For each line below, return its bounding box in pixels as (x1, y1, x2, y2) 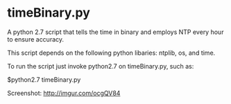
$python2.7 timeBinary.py (7, 75, 81, 84)
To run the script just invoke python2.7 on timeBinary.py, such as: (7, 62, 194, 70)
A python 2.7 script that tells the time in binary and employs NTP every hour (7, 28, 224, 36)
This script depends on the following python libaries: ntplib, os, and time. (7, 49, 216, 57)
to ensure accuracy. (7, 35, 65, 43)
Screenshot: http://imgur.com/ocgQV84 (7, 89, 121, 97)
